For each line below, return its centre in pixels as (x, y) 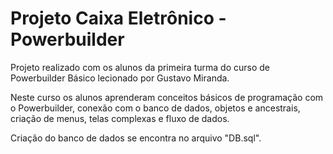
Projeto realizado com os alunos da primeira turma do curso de (140, 67)
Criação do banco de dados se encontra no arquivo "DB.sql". (136, 138)
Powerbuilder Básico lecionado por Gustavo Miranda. (120, 78)
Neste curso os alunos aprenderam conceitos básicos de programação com (167, 97)
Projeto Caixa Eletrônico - (118, 18)
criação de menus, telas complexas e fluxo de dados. (120, 118)
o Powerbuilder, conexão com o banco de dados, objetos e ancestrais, (155, 108)
